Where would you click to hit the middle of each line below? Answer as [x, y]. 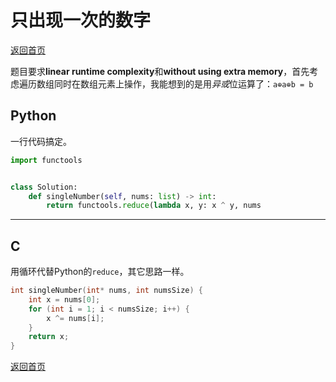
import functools [46, 160]
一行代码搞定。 [41, 141]
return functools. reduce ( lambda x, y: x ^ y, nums [154, 206]
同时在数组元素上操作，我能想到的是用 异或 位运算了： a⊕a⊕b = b [183, 83]
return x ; [49, 337]
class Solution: [44, 187]
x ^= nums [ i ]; [75, 318]
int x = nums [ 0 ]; [64, 299]
